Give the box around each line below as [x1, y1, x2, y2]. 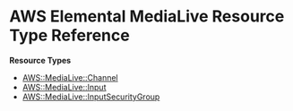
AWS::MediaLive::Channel [22, 72, 118, 82]
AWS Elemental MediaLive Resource [9, 6, 285, 27]
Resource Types [9, 55, 72, 65]
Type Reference [9, 25, 130, 46]
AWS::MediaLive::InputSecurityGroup [22, 91, 160, 102]
